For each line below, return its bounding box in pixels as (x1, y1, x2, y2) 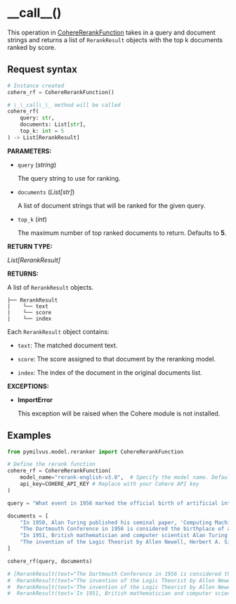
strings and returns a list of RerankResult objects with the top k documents (7, 35, 223, 44)
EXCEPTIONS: (7, 382, 49, 390)
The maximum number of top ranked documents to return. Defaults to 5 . (17, 229, 227, 237)
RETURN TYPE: (7, 242, 53, 250)
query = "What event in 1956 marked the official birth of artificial (7, 499, 218, 507)
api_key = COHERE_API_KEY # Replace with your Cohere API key (20, 480, 199, 488)
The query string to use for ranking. (17, 174, 121, 182)
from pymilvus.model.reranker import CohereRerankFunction (7, 448, 184, 455)
